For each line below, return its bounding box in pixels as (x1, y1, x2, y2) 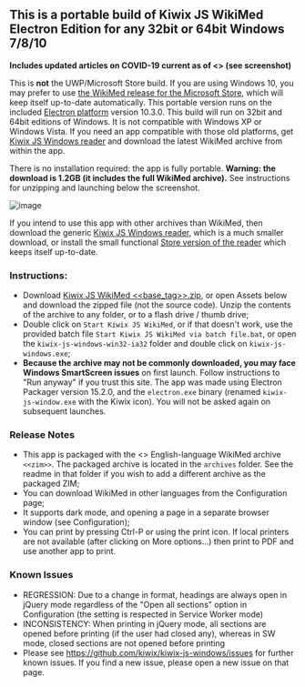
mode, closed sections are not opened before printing (22, 637, 226, 649)
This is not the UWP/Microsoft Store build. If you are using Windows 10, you (9, 77, 294, 88)
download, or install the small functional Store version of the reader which (9, 237, 287, 248)
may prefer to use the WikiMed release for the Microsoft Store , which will (9, 86, 284, 98)
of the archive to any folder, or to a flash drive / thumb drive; (22, 309, 249, 320)
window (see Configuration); (22, 517, 130, 528)
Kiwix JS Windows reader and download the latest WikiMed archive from (9, 136, 283, 146)
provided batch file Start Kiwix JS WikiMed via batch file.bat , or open (22, 328, 297, 339)
